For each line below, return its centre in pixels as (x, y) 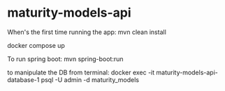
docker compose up (36, 45)
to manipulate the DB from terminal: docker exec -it (81, 72)
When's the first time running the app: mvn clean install (87, 32)
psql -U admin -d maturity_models (90, 80)
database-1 (23, 80)
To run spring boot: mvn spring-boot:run (65, 59)
